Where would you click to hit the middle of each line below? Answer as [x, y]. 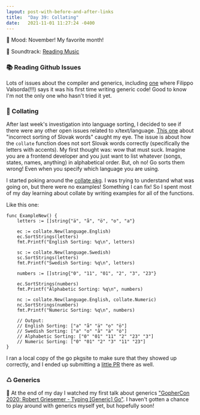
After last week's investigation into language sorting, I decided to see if [94, 124]
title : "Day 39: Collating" [43, 17]
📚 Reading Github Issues [44, 68]
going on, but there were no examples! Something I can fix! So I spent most [99, 187]
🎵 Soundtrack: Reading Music [43, 52]
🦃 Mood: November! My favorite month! [55, 40]
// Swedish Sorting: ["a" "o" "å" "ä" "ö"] [72, 331]
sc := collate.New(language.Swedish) [64, 252]
